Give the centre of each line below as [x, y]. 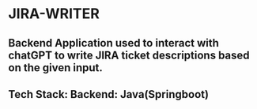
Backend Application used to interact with [114, 43]
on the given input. [55, 68]
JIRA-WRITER [54, 14]
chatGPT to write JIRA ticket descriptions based [129, 55]
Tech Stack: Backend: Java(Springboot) [109, 94]
